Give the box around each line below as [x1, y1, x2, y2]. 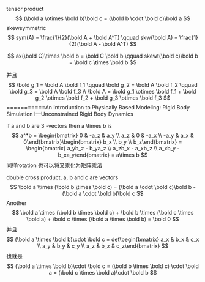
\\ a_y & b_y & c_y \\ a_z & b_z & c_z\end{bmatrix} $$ [37, 242, 169, 250]
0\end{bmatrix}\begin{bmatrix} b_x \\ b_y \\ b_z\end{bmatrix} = [23, 138, 182, 146]
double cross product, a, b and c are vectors [6, 174, 119, 181]
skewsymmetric [6, 24, 47, 31]
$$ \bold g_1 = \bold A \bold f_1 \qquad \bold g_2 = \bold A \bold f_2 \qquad [8, 81, 198, 88]
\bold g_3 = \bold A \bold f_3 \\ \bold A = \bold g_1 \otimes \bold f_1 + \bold [9, 88, 196, 95]
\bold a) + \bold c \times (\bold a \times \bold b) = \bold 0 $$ [26, 215, 179, 223]
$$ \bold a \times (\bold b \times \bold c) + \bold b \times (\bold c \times [12, 209, 194, 216]
